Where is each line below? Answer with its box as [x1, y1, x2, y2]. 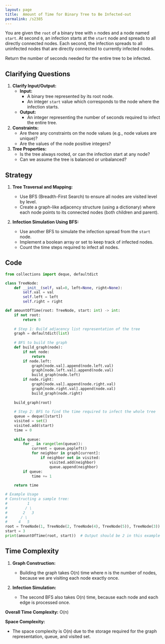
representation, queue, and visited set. [12, 633, 91, 639]
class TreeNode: [5, 281, 39, 286]
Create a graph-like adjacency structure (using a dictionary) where [19, 204, 156, 210]
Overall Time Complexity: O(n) [5, 609, 69, 615]
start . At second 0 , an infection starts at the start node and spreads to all [5, 35, 156, 41]
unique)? [19, 136, 38, 142]
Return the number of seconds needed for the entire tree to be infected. [5, 55, 152, 61]
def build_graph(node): [14, 345, 63, 350]
